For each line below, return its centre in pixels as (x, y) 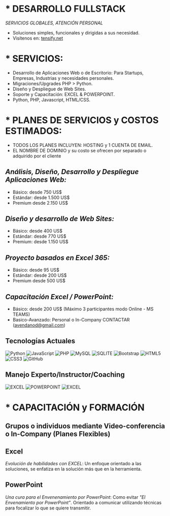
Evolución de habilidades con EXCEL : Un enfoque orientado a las (73, 464)
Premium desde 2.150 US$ (40, 203)
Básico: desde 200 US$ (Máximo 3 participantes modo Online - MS (83, 309)
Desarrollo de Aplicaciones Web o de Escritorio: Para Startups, (78, 73)
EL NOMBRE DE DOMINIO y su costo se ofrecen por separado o (79, 150)
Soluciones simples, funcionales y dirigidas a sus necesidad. (76, 33)
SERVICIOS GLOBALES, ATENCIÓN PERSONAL (54, 23)
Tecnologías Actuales (40, 341)
